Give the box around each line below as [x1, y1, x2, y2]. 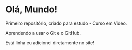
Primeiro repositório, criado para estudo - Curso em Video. [5, 20, 127, 26]
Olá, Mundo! [5, 4, 58, 15]
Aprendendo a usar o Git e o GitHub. [5, 30, 81, 36]
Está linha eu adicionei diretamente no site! [5, 39, 95, 46]
